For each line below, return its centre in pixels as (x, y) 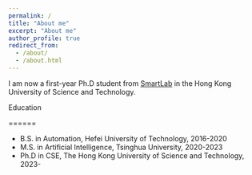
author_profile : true (44, 38)
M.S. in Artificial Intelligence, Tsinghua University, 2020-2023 (121, 147)
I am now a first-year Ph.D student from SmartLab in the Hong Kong (120, 83)
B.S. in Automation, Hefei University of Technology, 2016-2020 (124, 138)
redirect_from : (34, 46)
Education (25, 107)
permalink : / (30, 16)
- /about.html (39, 61)
